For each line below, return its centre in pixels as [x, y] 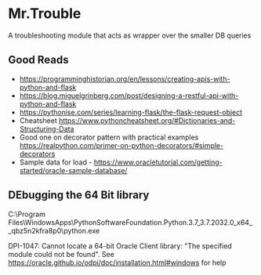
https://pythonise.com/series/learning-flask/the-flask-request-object [131, 112]
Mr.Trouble [45, 14]
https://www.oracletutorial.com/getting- [158, 162]
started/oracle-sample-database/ [73, 170]
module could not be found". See [62, 254]
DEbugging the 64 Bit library [79, 195]
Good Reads [38, 60]
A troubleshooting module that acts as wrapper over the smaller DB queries [130, 35]
